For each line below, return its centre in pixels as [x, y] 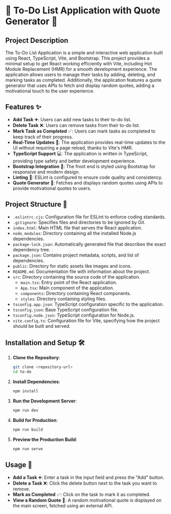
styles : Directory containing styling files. [63, 299]
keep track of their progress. [43, 137]
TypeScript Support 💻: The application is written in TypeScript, [80, 153]
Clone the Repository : [36, 358]
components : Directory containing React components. [76, 293]
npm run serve [28, 449]
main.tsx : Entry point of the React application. [69, 282]
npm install [25, 391]
